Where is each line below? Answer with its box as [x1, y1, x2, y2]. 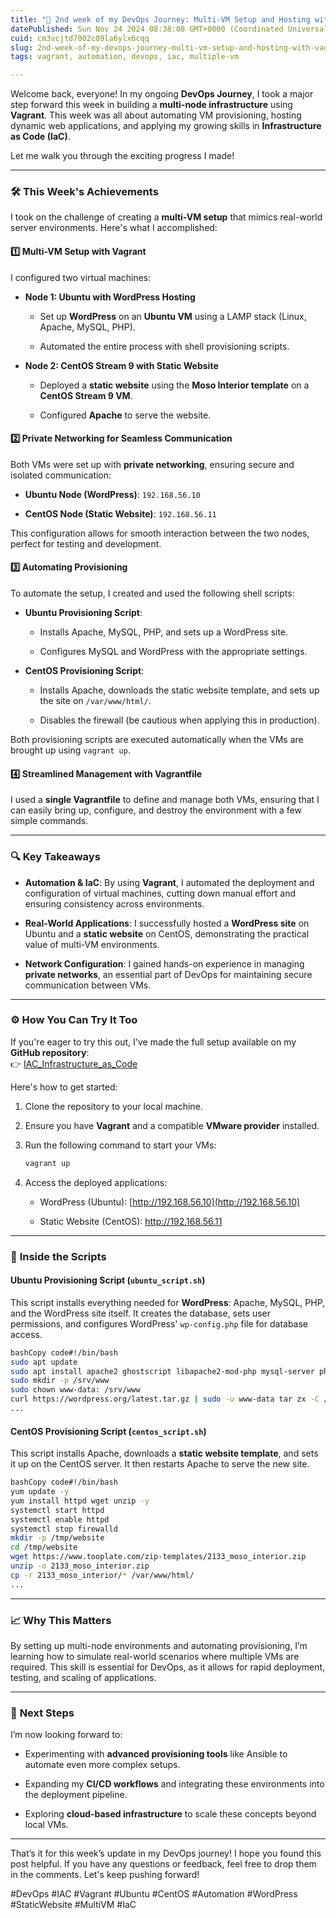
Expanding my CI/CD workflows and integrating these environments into [24, 1778, 325, 1790]
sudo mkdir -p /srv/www [10, 1376, 110, 1386]
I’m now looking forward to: [10, 1729, 123, 1741]
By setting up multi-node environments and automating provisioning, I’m [10, 1639, 308, 1651]
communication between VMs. [24, 979, 152, 991]
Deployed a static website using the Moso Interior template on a [39, 379, 310, 391]
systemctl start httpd [10, 1505, 105, 1515]
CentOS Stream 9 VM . [39, 389, 133, 401]
